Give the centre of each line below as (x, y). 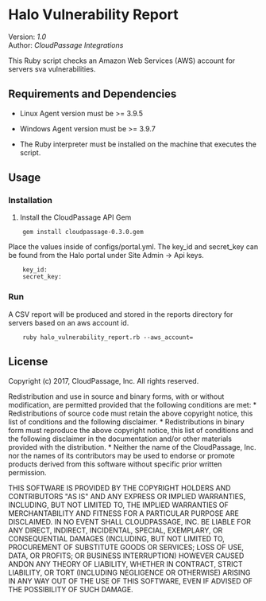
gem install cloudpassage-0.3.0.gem (83, 232)
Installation (31, 201)
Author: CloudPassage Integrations (66, 45)
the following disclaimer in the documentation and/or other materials (120, 439)
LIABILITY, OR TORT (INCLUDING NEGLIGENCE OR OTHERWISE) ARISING (130, 572)
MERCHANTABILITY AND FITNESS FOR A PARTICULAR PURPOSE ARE (124, 513)
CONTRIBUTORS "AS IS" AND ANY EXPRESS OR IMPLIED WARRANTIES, (127, 496)
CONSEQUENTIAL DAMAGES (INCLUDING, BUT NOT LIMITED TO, (116, 538)
